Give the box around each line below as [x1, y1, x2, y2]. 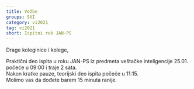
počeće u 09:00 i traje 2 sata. [6, 64, 77, 71]
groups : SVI [6, 14, 35, 20]
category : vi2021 [6, 19, 49, 25]
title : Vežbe [6, 8, 38, 15]
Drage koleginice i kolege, [6, 46, 69, 53]
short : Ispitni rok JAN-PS [6, 30, 72, 36]
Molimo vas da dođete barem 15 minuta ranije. [6, 77, 117, 84]
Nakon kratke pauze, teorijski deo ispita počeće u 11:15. [6, 70, 139, 77]
